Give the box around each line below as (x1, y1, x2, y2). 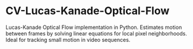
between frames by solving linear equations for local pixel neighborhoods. (5, 30, 188, 37)
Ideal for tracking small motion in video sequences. (5, 36, 131, 43)
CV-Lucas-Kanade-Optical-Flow (5, 4, 170, 18)
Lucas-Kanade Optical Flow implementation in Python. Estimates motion (5, 24, 182, 31)
